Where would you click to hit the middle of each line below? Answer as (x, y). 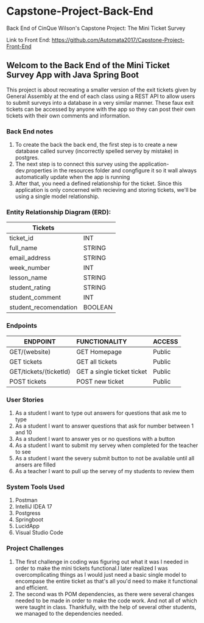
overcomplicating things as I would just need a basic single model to (101, 574)
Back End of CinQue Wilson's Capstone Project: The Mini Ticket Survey (96, 28)
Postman (26, 500)
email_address (30, 258)
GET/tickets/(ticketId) (40, 371)
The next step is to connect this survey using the (76, 164)
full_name (23, 248)
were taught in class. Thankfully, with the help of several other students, (106, 607)
